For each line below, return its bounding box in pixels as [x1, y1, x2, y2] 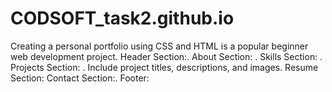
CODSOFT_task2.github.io [10, 7, 235, 30]
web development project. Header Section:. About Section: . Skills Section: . [10, 50, 323, 62]
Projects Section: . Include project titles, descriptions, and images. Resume [10, 61, 319, 73]
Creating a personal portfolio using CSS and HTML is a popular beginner [10, 40, 309, 52]
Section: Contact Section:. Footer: [10, 72, 150, 84]
